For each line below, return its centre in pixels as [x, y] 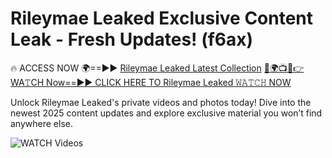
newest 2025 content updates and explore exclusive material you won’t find [166, 113]
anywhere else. [41, 123]
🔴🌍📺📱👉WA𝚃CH [284, 68]
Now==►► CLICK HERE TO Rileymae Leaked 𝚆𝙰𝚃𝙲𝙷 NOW [169, 82]
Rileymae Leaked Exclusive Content [162, 18]
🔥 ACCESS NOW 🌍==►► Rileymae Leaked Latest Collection [136, 68]
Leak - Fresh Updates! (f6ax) [132, 39]
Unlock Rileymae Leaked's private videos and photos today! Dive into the [161, 102]
